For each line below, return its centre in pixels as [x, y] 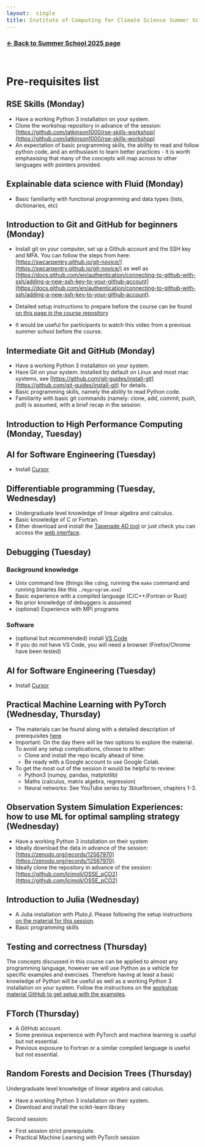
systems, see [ [34, 379]
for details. [134, 385]
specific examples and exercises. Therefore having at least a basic [90, 975]
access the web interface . [48, 533]
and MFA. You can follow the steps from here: [73, 256]
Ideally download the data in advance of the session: [82, 848]
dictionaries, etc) [36, 205]
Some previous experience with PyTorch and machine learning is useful [106, 1035]
